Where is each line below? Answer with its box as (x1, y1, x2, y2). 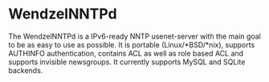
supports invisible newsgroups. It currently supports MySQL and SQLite (8, 57, 246, 67)
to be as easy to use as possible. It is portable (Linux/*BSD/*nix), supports (8, 39, 255, 49)
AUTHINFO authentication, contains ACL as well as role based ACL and (8, 48, 243, 58)
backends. (8, 65, 43, 75)
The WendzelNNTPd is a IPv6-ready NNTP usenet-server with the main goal (8, 31, 261, 41)
